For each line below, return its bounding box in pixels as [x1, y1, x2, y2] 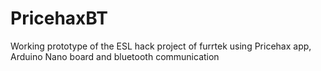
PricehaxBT [10, 7, 108, 30]
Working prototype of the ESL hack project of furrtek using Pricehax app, [10, 40, 312, 52]
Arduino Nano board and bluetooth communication [10, 50, 220, 62]
